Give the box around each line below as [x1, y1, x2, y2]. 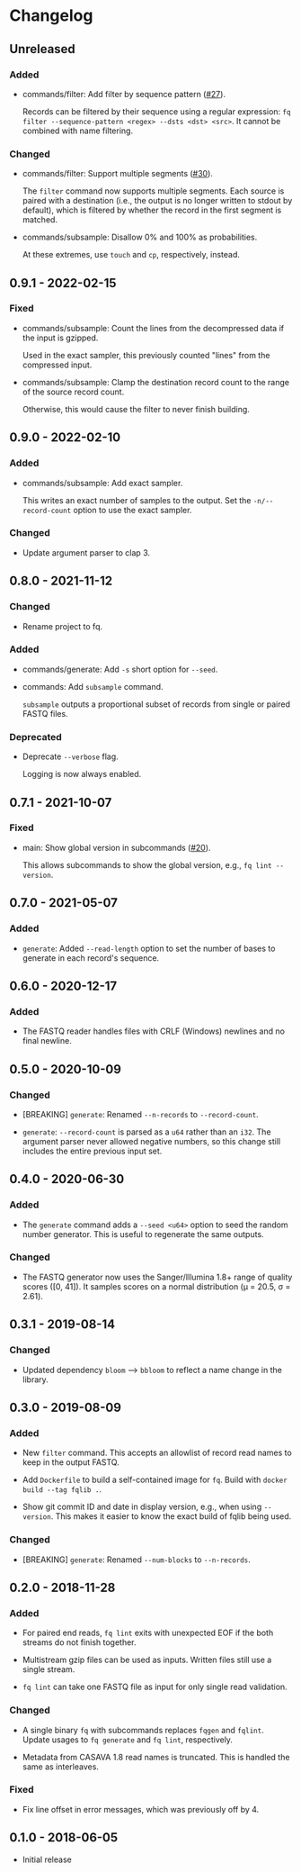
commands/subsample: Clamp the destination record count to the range [22, 376, 290, 387]
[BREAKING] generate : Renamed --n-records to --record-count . [22, 1108, 259, 1119]
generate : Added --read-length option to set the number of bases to [22, 943, 276, 954]
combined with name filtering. [22, 125, 133, 136]
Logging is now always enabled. [22, 769, 142, 780]
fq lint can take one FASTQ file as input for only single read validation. [22, 1681, 288, 1693]
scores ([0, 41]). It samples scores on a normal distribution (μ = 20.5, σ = [22, 1280, 291, 1292]
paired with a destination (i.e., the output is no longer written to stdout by [22, 195, 293, 206]
